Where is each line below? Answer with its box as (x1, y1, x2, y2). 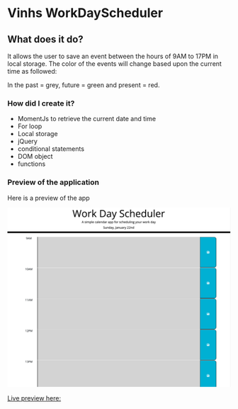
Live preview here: (7, 393, 62, 402)
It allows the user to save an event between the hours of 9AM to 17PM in (7, 52, 218, 60)
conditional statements (17, 145, 85, 153)
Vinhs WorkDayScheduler (7, 5, 164, 21)
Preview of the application (7, 177, 100, 187)
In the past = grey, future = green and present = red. (7, 81, 160, 89)
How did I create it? (7, 98, 75, 108)
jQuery (17, 137, 38, 146)
